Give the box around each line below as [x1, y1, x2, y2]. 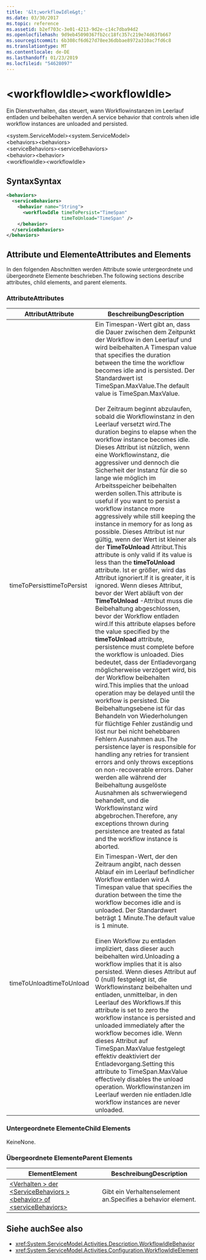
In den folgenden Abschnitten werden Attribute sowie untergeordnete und [6, 265, 193, 273]
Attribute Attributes [6, 294, 64, 302]
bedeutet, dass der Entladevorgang [94, 658, 196, 667]
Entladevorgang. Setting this [94, 1060, 175, 1068]
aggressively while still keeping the [94, 512, 196, 521]
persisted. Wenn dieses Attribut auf [94, 968, 197, 976]
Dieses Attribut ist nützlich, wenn [94, 443, 190, 452]
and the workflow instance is [94, 835, 178, 843]
